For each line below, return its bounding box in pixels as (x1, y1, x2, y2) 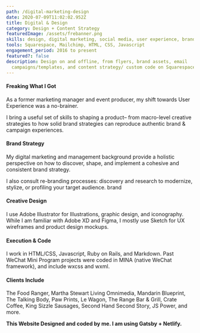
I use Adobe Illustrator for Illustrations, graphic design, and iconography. (6, 210, 183, 217)
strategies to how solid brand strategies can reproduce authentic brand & (6, 120, 186, 127)
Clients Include (6, 276, 45, 284)
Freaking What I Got (6, 82, 57, 89)
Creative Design (6, 197, 47, 204)
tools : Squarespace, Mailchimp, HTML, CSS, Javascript (6, 42, 145, 48)
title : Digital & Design (6, 20, 68, 26)
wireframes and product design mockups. (6, 223, 109, 230)
